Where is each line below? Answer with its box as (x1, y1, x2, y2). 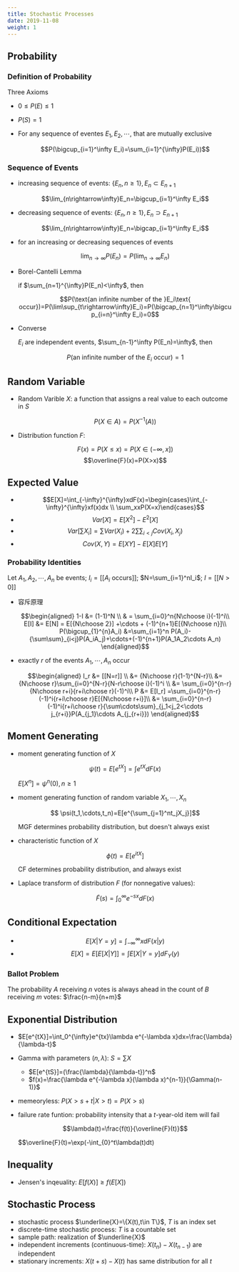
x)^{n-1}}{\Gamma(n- (160, 1075, 223, 1083)
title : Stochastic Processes (7, 10, 94, 18)
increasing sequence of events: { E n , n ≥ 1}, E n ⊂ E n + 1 (17, 179, 176, 189)
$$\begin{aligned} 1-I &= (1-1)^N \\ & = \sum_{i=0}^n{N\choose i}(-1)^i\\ (21, 611, 230, 620)
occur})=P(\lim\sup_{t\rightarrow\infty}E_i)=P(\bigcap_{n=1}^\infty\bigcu (19, 302, 232, 311)
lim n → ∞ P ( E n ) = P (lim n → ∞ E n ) (81, 251, 170, 261)
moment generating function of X (17, 749, 116, 758)
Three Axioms (7, 88, 49, 96)
